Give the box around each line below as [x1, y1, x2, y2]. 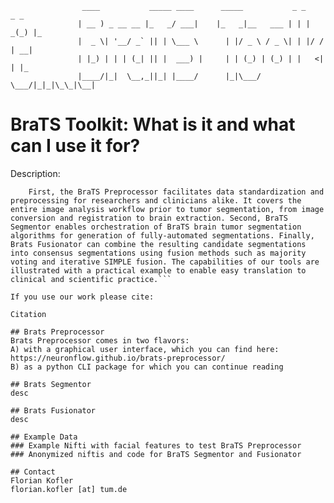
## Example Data [10, 432, 78, 442]
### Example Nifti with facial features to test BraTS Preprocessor [10, 440, 302, 451]
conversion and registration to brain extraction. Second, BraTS [10, 213, 288, 223]
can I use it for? [10, 135, 141, 157]
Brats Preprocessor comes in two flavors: [10, 335, 190, 346]
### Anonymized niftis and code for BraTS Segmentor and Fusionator [10, 449, 302, 459]
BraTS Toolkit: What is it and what [10, 113, 296, 136]
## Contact [10, 467, 56, 477]
